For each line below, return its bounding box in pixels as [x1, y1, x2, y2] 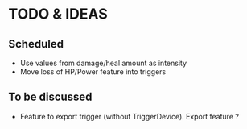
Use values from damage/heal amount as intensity [19, 58, 187, 68]
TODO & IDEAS [8, 5, 109, 23]
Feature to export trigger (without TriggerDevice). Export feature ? [19, 111, 240, 121]
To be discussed [8, 90, 93, 104]
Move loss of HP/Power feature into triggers [19, 67, 167, 77]
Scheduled [8, 37, 64, 51]
